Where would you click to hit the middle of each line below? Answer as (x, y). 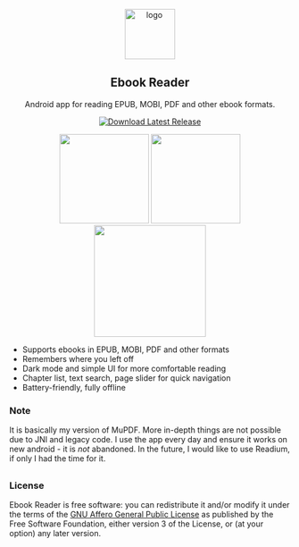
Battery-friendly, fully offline (74, 387)
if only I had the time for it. (58, 459)
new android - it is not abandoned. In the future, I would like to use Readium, (149, 449)
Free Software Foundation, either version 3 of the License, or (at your (137, 524)
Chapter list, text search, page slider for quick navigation (126, 378)
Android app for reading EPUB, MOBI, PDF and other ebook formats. (150, 104)
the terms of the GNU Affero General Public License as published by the (141, 514)
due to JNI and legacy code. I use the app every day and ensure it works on (149, 440)
